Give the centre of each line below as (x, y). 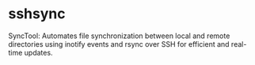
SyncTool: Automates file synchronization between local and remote (119, 36)
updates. (38, 52)
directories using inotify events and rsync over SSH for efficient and (119, 44)
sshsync (37, 14)
